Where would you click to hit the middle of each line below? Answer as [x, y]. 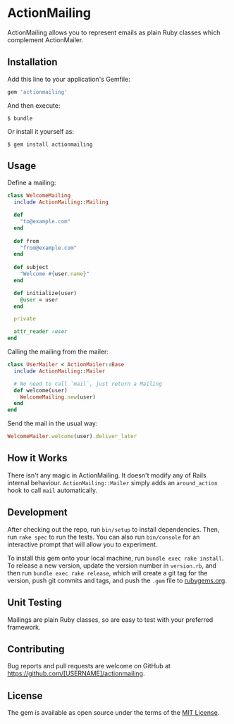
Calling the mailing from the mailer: [58, 352]
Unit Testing [35, 603]
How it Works [37, 458]
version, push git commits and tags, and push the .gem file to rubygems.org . [117, 580]
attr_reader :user [41, 332]
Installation [32, 62]
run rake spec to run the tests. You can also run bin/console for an [104, 537]
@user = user [39, 300]
